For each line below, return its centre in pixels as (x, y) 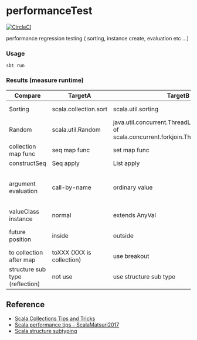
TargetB (178, 95)
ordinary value (133, 187)
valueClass (24, 211)
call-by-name (72, 187)
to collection (26, 252)
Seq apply (66, 163)
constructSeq (28, 163)
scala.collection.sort (79, 109)
